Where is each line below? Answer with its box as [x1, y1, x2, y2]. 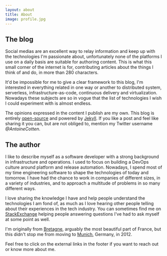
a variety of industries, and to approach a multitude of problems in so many [5, 180, 160, 186]
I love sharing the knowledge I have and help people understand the [5, 195, 145, 201]
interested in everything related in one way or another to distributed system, [5, 84, 162, 90]
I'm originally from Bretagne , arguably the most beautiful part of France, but [5, 226, 161, 232]
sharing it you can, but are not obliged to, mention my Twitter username [5, 121, 153, 127]
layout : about [5, 7, 35, 12]
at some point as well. [5, 217, 50, 222]
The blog [5, 35, 33, 43]
